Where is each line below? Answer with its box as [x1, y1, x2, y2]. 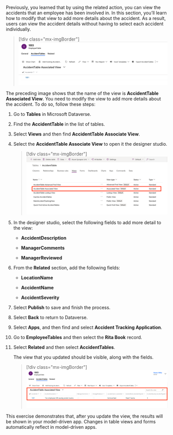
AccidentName [21, 285, 54, 291]
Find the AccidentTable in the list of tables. [13, 121, 105, 127]
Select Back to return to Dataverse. [13, 314, 88, 321]
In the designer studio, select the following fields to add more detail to [13, 220, 161, 226]
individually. [6, 26, 31, 32]
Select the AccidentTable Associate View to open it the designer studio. [13, 141, 167, 147]
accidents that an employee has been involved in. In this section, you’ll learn [6, 10, 167, 16]
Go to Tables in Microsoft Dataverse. [13, 111, 91, 117]
